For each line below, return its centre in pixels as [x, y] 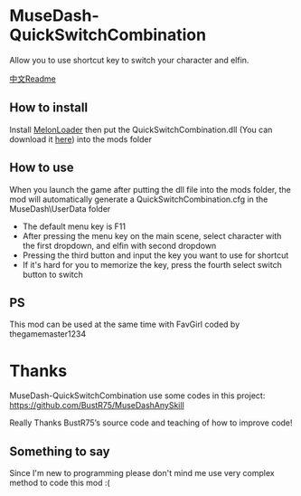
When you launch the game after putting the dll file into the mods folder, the [150, 189]
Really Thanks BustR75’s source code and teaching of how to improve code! [151, 423]
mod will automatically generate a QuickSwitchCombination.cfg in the [139, 199]
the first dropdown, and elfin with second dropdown [119, 245]
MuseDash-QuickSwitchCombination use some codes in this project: [137, 396]
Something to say [60, 451]
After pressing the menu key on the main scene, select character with [152, 235]
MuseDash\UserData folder [60, 208]
